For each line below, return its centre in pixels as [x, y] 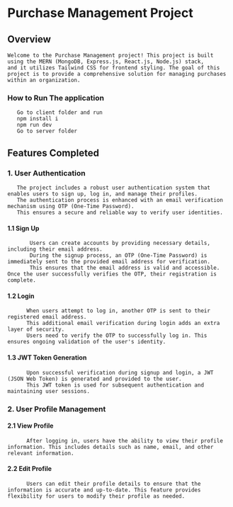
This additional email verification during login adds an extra [123, 324]
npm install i [38, 119]
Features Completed [53, 153]
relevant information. [41, 453]
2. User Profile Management [57, 409]
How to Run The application [56, 98]
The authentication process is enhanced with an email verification [120, 200]
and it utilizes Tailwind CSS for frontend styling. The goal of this [114, 68]
